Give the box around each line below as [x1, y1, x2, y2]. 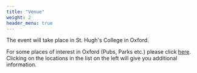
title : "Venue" [6, 8, 45, 15]
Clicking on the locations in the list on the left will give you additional [6, 55, 178, 62]
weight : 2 [6, 14, 32, 21]
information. [6, 61, 37, 68]
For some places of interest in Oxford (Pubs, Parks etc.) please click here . [6, 48, 192, 56]
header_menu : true [6, 20, 53, 26]
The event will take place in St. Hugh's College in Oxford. [6, 37, 149, 44]
